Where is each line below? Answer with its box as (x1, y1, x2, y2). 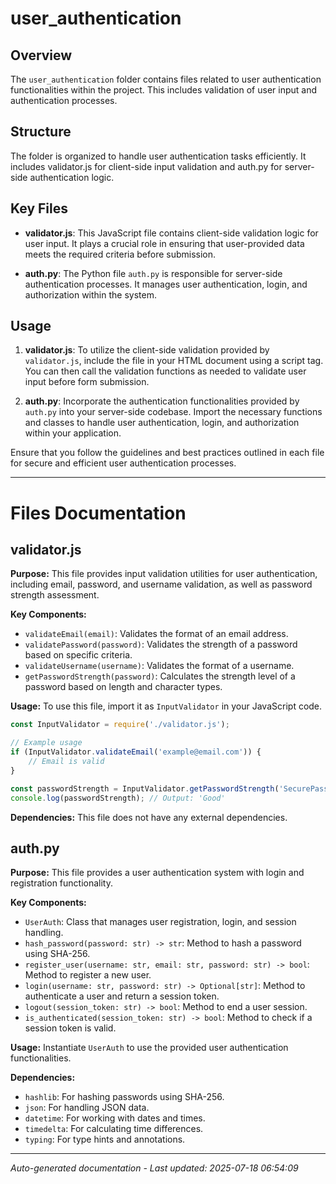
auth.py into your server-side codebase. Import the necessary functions (24, 406, 323, 418)
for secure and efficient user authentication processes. (10, 457, 237, 469)
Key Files (10, 200, 68, 217)
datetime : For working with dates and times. (24, 1112, 206, 1124)
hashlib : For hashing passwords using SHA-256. (24, 1091, 225, 1103)
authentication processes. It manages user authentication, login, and (24, 278, 308, 290)
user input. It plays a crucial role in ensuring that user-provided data (24, 237, 305, 249)
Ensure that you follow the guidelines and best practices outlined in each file (10, 447, 325, 459)
